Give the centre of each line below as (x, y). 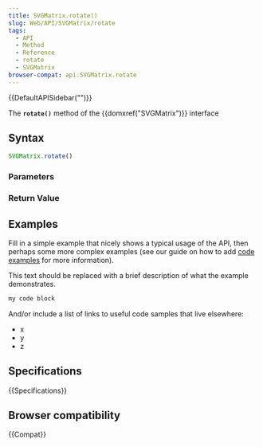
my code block (32, 298)
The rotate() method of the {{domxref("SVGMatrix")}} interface (114, 113)
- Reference (35, 53)
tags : (17, 30)
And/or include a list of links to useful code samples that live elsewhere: (126, 314)
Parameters (31, 177)
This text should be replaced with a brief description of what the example (128, 275)
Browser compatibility (65, 416)
